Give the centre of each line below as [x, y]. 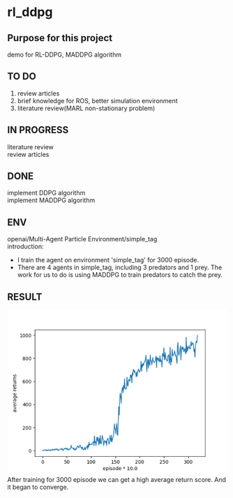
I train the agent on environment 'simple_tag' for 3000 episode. [108, 260]
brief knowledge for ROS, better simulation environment [97, 100]
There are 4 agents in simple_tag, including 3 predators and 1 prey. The [120, 267]
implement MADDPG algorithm [51, 200]
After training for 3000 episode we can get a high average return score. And [117, 480]
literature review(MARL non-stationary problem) [86, 108]
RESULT [25, 297]
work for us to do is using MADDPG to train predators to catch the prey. [120, 275]
